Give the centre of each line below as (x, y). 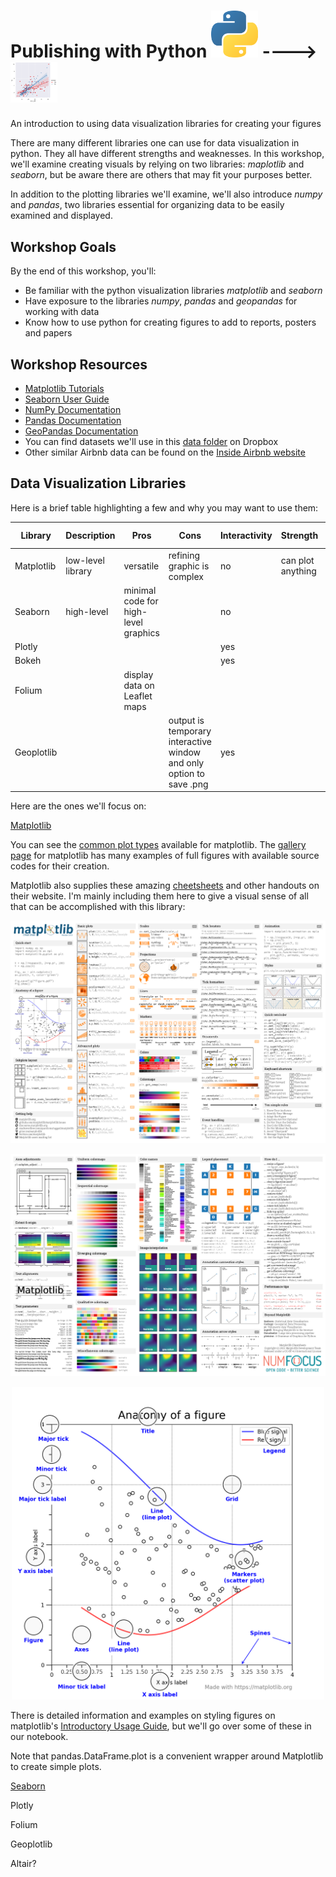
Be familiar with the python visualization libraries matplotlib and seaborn (173, 291)
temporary (190, 731)
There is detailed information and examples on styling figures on (143, 1715)
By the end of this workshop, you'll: (83, 271)
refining (184, 555)
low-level (85, 561)
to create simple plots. (56, 1766)
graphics (141, 632)
